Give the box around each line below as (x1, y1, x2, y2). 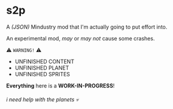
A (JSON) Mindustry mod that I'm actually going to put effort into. (6, 23, 168, 30)
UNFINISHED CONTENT (14, 58, 75, 65)
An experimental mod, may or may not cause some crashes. (6, 35, 155, 42)
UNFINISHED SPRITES (14, 70, 71, 77)
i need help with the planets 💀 (6, 96, 79, 103)
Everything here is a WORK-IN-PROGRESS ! (6, 82, 115, 89)
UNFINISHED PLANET (14, 64, 69, 71)
